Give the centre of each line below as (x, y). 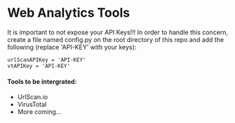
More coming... (39, 112)
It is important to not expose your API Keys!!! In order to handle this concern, (118, 32)
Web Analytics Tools (69, 13)
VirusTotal (32, 104)
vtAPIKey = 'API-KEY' (39, 66)
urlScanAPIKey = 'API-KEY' (47, 60)
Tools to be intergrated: (42, 81)
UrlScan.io (33, 97)
